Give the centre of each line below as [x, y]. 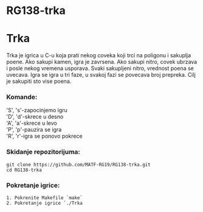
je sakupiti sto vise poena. [39, 81]
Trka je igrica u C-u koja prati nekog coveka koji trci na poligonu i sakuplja [99, 55]
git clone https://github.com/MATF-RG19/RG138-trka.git [78, 164]
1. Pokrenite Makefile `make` [45, 198]
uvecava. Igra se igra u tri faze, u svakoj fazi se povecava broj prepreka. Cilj [101, 75]
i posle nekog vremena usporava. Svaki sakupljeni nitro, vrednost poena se [100, 68]
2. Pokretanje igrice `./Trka [45, 203]
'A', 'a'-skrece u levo [32, 123]
